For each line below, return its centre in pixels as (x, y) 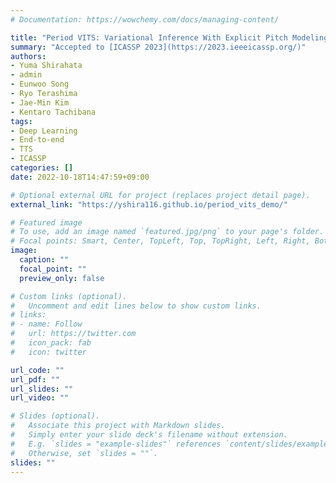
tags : (21, 121)
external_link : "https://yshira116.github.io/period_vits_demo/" (149, 204)
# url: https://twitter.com (73, 334)
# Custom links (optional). (69, 296)
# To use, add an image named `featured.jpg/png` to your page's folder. (167, 232)
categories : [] (42, 168)
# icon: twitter (48, 352)
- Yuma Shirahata (46, 66)
